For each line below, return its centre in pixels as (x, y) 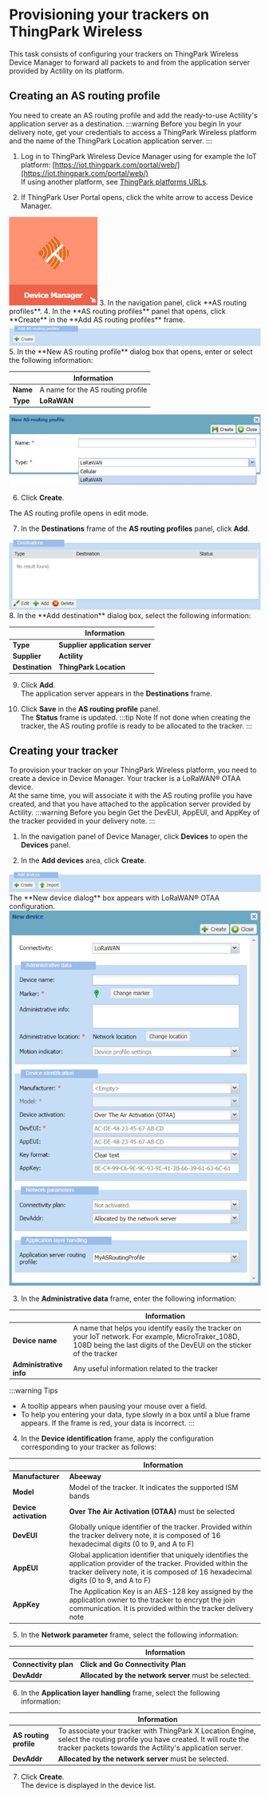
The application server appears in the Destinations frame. (116, 693)
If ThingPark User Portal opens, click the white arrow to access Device (137, 197)
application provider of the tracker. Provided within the (158, 1564)
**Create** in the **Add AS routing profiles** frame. (97, 319)
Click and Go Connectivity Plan (133, 1664)
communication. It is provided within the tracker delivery (161, 1609)
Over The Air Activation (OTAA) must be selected (152, 1512)
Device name (35, 1341)
